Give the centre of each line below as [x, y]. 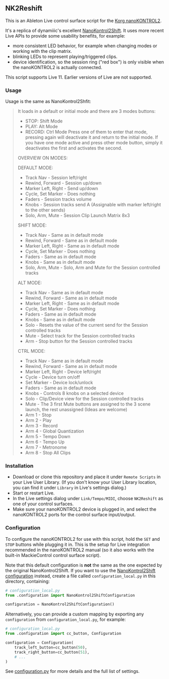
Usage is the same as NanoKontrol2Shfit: [48, 102]
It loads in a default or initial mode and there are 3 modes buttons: [87, 111]
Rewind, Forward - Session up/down [63, 183]
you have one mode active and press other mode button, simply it [94, 143]
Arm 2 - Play [38, 420]
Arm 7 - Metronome [46, 447]
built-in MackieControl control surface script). [53, 555]
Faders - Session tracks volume [58, 199]
